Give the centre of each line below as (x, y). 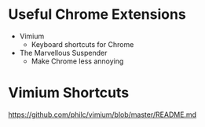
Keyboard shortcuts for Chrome (82, 44)
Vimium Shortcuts (69, 93)
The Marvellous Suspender (63, 53)
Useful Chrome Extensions (97, 15)
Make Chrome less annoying (77, 61)
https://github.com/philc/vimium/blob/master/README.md (102, 114)
